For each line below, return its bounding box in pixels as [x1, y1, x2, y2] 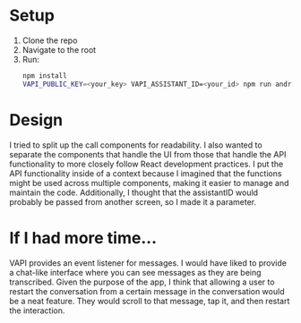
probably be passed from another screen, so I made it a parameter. [9, 196, 257, 207]
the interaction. [9, 305, 65, 316]
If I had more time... [9, 227, 157, 248]
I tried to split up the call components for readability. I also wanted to [9, 140, 262, 150]
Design [9, 109, 64, 130]
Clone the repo [21, 35, 78, 46]
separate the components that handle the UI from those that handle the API [9, 149, 287, 159]
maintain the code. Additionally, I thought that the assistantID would [9, 187, 258, 198]
